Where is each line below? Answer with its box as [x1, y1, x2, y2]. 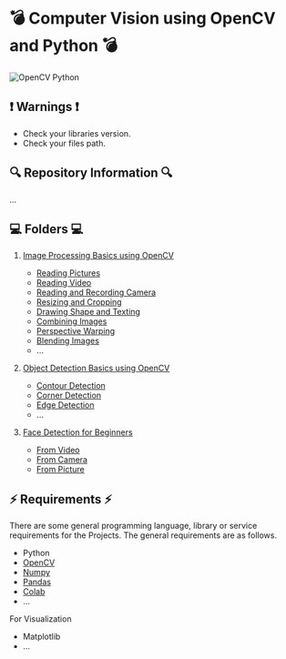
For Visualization [9, 613, 72, 624]
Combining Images [36, 316, 107, 327]
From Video [36, 444, 80, 456]
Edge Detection [36, 400, 95, 411]
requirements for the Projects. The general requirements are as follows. [9, 530, 278, 541]
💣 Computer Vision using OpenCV [9, 8, 276, 29]
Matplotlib [22, 631, 61, 643]
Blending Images [36, 335, 100, 347]
